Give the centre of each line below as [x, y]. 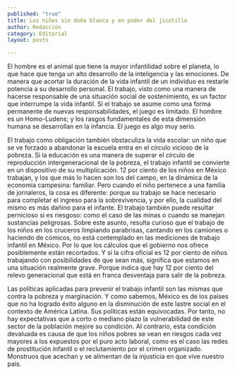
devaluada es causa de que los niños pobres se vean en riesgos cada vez [115, 334]
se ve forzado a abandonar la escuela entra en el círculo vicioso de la [108, 148]
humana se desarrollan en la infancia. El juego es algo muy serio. [102, 126]
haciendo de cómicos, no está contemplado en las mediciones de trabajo [114, 238]
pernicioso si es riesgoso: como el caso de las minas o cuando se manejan [116, 215]
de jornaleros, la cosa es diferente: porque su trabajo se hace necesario [112, 193]
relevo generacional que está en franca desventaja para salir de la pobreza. [117, 275]
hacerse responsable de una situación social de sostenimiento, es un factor [117, 97]
